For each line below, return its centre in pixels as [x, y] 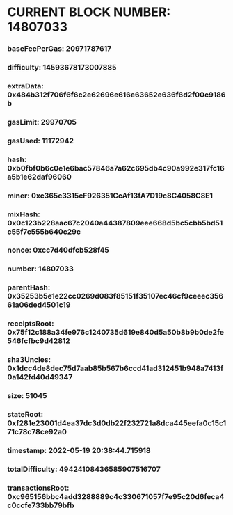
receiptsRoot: [31, 324]
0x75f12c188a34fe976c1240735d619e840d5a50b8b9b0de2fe [116, 333]
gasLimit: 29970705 [42, 122]
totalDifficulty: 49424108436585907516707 [84, 469]
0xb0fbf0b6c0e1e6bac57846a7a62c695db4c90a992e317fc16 [116, 168]
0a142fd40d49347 [40, 377]
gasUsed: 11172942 [41, 141]
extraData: [25, 86]
